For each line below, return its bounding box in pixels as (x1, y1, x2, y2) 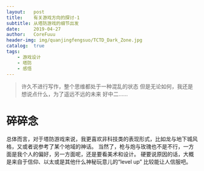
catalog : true (6, 43, 45, 49)
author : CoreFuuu (6, 32, 56, 38)
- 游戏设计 (17, 54, 41, 60)
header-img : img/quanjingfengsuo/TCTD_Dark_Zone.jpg (6, 37, 143, 43)
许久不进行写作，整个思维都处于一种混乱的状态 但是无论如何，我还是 (21, 83, 193, 90)
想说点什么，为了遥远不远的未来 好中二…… (21, 91, 128, 98)
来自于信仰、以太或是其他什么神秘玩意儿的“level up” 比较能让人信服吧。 (11, 158, 192, 166)
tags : (6, 49, 20, 55)
